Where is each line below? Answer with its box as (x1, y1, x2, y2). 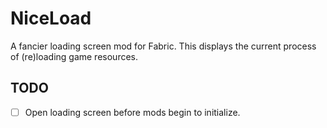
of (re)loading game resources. (10, 50, 139, 62)
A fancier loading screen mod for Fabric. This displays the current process (10, 40, 317, 52)
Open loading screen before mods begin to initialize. (24, 106, 241, 118)
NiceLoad (10, 7, 92, 30)
